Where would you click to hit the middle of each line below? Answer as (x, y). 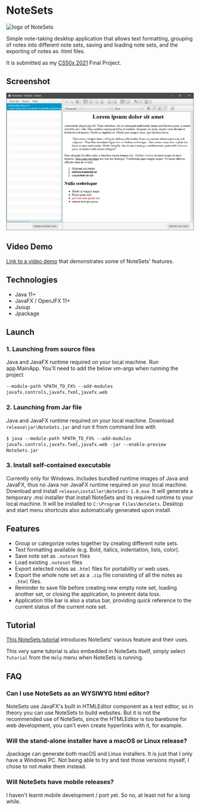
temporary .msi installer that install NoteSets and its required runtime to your (100, 497)
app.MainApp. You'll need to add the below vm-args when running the (92, 368)
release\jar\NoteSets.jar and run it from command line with (81, 427)
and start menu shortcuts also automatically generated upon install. (89, 510)
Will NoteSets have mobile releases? (60, 782)
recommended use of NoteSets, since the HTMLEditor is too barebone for (97, 719)
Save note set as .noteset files (52, 556)
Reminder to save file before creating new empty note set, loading (96, 587)
